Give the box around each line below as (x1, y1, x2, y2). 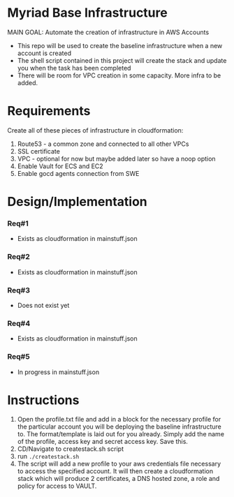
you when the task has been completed (17, 64, 131, 72)
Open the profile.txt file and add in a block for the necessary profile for (17, 415, 221, 424)
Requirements (7, 103, 91, 119)
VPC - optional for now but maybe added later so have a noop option (17, 154, 216, 163)
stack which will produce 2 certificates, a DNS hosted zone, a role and (17, 475, 220, 483)
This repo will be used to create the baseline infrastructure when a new (17, 41, 223, 50)
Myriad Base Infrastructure (7, 5, 168, 21)
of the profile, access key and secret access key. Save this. (17, 438, 189, 446)
